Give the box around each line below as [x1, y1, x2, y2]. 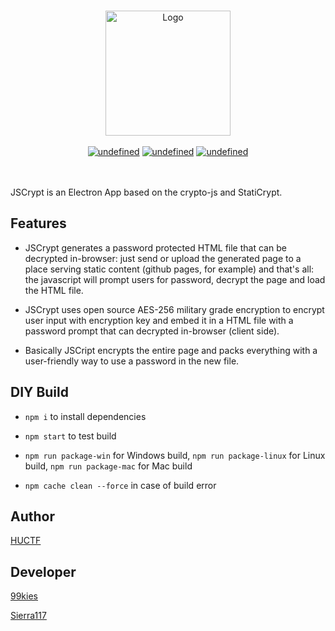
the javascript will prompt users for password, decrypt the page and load [24, 273, 326, 285]
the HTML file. [24, 284, 84, 296]
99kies [10, 590, 38, 602]
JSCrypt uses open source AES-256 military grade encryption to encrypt [24, 303, 325, 315]
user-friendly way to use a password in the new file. [24, 355, 240, 367]
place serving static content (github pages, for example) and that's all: [24, 263, 315, 275]
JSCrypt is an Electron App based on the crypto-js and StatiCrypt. [10, 186, 283, 198]
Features [10, 215, 67, 232]
